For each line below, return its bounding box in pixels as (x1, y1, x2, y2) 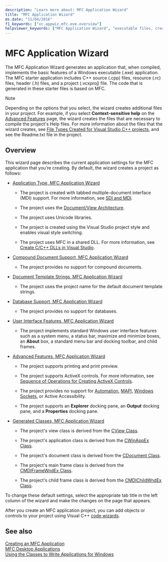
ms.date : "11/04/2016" (5, 17, 52, 22)
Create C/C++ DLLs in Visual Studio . (19, 244, 95, 250)
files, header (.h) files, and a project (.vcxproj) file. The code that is (5, 80, 143, 86)
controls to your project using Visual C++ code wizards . (5, 512, 120, 518)
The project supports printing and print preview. (19, 363, 118, 369)
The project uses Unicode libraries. (19, 214, 92, 220)
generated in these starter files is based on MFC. (5, 86, 106, 92)
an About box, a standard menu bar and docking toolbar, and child (19, 338, 157, 344)
